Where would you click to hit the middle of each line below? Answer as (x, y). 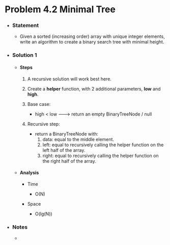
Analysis (29, 173)
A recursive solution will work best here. (69, 79)
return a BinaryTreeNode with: (67, 133)
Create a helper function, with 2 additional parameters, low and (94, 88)
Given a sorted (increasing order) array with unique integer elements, (92, 36)
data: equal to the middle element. (78, 139)
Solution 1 (24, 55)
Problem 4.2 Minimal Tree (60, 9)
